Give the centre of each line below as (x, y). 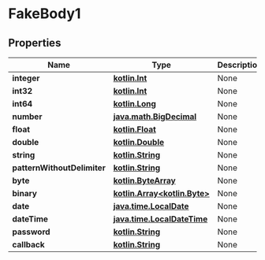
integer (26, 78)
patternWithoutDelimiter (59, 168)
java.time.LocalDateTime (160, 219)
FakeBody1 (45, 14)
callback (28, 245)
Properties (35, 43)
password (31, 232)
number (27, 117)
